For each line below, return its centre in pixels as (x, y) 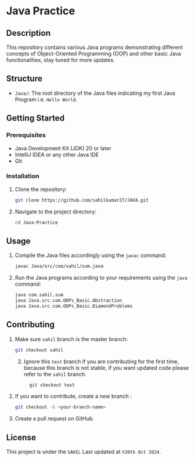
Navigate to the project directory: (55, 211)
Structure (24, 79)
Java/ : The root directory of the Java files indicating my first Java (95, 93)
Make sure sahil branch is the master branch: (71, 339)
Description (28, 33)
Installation (23, 176)
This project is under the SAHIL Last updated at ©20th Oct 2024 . (83, 452)
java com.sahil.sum (39, 295)
